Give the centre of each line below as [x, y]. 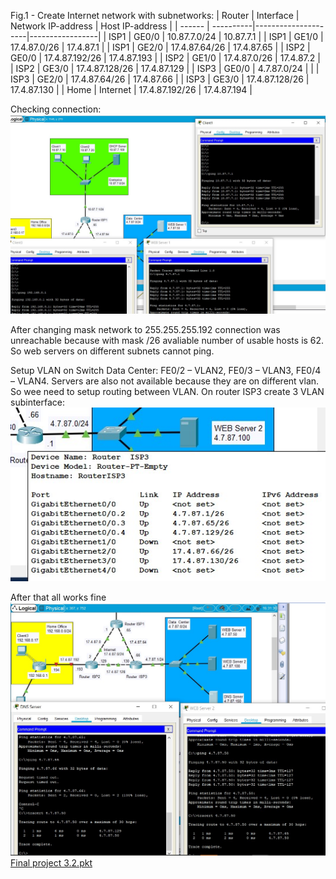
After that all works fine [58, 597]
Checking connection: [56, 109]
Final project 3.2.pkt [51, 862]
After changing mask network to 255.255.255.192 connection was [145, 329]
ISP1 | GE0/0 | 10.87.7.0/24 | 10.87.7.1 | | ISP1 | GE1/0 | [216, 36]
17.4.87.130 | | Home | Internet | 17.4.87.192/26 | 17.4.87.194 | [131, 89]
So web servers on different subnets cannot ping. [112, 351]
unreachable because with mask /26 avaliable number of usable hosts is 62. [167, 340]
